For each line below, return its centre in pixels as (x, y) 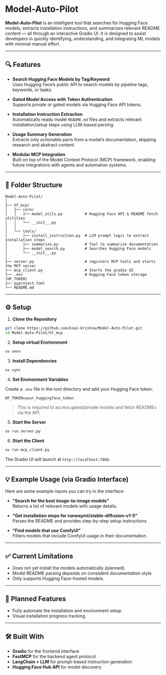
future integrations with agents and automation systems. (70, 165)
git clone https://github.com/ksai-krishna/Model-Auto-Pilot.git (74, 328)
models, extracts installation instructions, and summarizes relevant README (83, 28)
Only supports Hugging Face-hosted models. (58, 578)
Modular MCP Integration (39, 154)
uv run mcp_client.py (27, 450)
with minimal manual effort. (33, 44)
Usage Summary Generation (42, 134)
